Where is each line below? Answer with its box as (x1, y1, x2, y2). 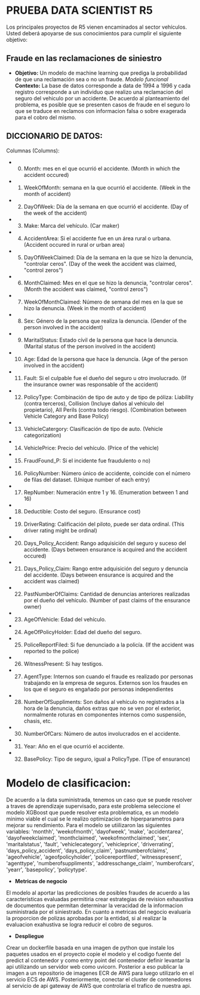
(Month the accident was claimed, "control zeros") (23, 285, 148, 293)
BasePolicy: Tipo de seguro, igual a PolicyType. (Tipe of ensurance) (23, 755, 191, 763)
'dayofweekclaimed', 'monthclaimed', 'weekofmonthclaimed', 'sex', (6, 834, 171, 841)
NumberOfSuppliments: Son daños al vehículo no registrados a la (23, 698, 185, 705)
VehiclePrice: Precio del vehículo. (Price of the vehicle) (23, 444, 159, 451)
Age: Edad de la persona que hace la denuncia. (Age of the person (23, 355, 188, 362)
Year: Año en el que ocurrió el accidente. (23, 742, 125, 750)
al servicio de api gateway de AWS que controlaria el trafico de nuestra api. (6, 982, 192, 989)
